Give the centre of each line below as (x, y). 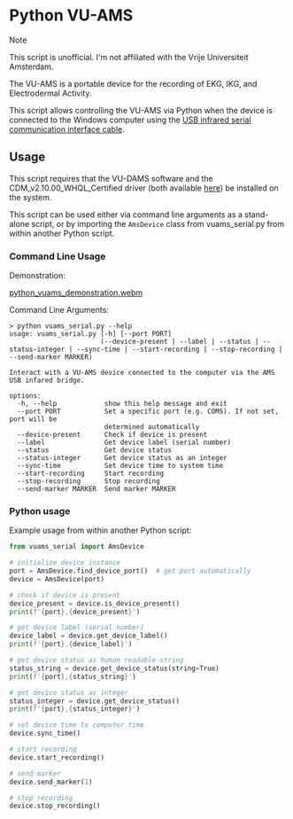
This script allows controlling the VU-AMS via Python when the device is (141, 110)
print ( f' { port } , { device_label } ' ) (71, 644)
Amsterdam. (31, 66)
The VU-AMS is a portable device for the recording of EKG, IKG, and (133, 83)
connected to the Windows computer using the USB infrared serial (130, 120)
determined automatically (152, 427)
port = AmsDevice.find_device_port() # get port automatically (130, 571)
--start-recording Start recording (91, 474)
